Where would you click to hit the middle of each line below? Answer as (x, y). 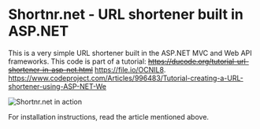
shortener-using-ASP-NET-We (57, 86)
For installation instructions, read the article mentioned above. (109, 116)
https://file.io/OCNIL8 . (130, 69)
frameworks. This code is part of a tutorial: (78, 61)
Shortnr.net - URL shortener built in (126, 15)
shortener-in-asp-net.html (50, 69)
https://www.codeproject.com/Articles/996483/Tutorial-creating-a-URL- (126, 78)
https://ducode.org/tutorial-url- (199, 61)
